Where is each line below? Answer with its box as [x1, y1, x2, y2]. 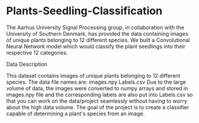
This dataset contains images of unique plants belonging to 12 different [6, 72, 181, 79]
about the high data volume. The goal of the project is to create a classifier [6, 103, 189, 111]
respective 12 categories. [6, 49, 69, 56]
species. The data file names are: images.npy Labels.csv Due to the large [6, 78, 186, 86]
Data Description [6, 61, 48, 68]
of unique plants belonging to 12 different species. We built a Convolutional [6, 36, 190, 43]
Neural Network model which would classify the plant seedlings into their [6, 43, 186, 50]
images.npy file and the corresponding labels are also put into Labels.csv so [6, 91, 193, 98]
